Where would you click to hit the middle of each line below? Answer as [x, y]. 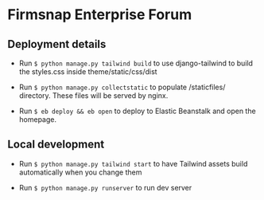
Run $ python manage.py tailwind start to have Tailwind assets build [133, 163]
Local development [56, 145]
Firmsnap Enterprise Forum [100, 15]
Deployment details [57, 44]
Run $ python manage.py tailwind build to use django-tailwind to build [136, 63]
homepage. [38, 120]
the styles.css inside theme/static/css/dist [88, 72]
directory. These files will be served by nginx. [93, 96]
